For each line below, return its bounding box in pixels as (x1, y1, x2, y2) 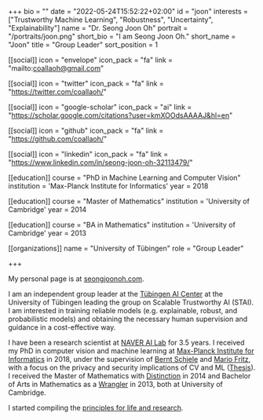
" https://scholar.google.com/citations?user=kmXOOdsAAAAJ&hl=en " (8, 111, 233, 120)
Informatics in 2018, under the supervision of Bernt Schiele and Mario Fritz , (8, 355, 251, 363)
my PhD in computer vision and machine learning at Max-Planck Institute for (8, 346, 254, 356)
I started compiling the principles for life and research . (8, 404, 184, 412)
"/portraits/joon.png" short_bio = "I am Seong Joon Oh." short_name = (8, 31, 236, 41)
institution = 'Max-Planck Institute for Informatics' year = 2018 (8, 181, 209, 191)
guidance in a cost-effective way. (8, 323, 116, 332)
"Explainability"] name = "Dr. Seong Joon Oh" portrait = (8, 24, 188, 32)
